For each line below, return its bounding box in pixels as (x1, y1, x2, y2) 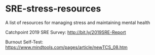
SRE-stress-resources (5, 3, 101, 14)
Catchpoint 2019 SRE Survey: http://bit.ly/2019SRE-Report (5, 29, 126, 35)
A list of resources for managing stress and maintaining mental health (5, 19, 150, 25)
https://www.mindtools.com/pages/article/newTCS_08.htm (5, 44, 128, 50)
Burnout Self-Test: (5, 38, 44, 45)
